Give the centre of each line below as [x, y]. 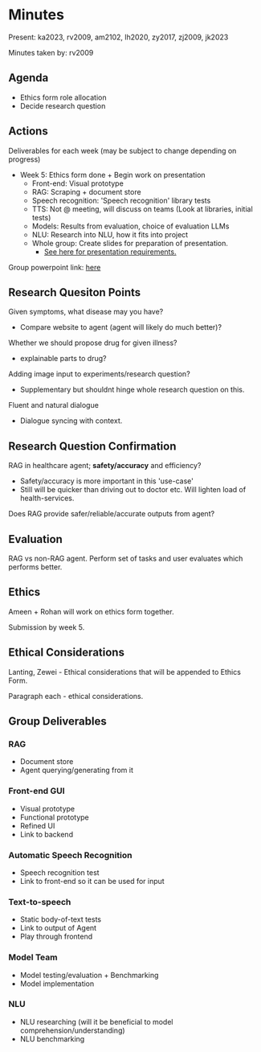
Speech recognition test [59, 872]
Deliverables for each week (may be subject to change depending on [122, 150]
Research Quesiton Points [75, 292]
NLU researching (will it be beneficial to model [96, 1021]
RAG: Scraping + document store [87, 191]
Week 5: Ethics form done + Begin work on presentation [113, 175]
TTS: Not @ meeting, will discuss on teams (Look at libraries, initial [142, 209]
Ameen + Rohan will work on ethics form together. [91, 611]
